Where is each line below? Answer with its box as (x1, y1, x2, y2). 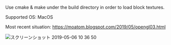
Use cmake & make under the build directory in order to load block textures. (5, 5, 165, 10)
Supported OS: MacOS (5, 14, 54, 20)
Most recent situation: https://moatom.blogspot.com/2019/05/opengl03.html (5, 24, 166, 30)
